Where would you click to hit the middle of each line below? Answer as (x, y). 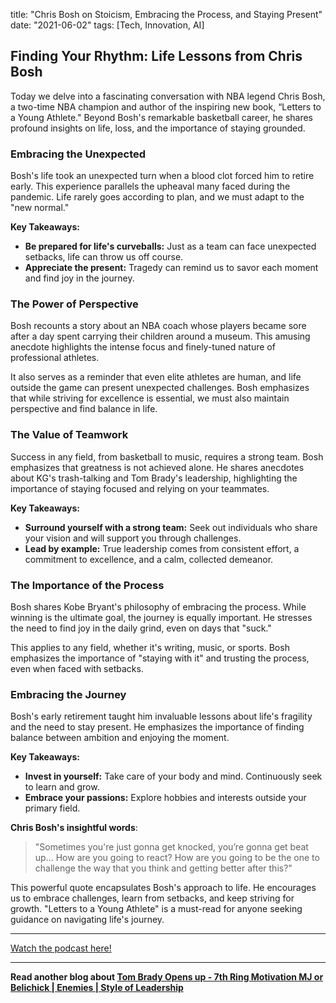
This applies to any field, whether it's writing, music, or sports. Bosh (150, 647)
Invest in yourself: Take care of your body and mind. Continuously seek (173, 776)
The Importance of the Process (87, 585)
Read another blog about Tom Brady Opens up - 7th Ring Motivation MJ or (167, 977)
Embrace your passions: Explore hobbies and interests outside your (165, 798)
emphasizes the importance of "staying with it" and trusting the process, (160, 658)
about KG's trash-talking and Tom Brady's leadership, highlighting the (154, 478)
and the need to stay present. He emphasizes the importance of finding (157, 727)
